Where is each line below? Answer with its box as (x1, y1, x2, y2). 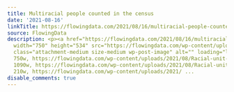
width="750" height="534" (13, 42, 89, 49)
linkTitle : (7, 23, 39, 30)
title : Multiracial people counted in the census (7, 10, 155, 17)
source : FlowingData (7, 29, 68, 37)
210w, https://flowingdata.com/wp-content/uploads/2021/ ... (13, 68, 195, 75)
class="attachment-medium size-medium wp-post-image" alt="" (13, 49, 195, 56)
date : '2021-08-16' (7, 17, 64, 24)
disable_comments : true (7, 74, 77, 82)
